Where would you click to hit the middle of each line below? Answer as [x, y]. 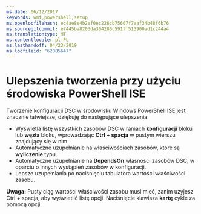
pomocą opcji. [24, 204]
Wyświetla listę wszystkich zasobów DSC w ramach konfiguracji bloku [104, 128]
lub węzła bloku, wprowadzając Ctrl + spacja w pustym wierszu [95, 135]
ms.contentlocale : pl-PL [38, 40]
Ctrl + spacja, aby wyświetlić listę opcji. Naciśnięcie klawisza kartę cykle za [101, 198]
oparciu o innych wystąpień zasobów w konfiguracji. [81, 167]
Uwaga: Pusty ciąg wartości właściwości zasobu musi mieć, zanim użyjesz [100, 191]
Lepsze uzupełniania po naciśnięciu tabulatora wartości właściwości [100, 173]
